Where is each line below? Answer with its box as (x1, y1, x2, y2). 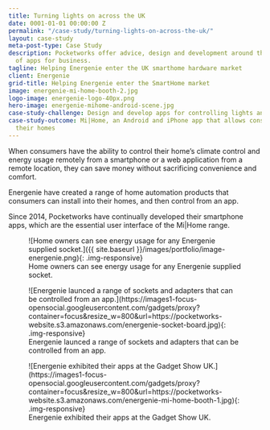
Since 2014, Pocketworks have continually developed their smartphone (8, 211, 243, 221)
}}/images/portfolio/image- (136, 244, 226, 254)
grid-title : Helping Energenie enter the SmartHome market (8, 79, 211, 87)
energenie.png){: (28, 253, 84, 263)
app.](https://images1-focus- (101, 294, 198, 304)
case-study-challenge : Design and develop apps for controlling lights (8, 110, 253, 118)
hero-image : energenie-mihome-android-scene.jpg (8, 101, 174, 110)
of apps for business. (15, 57, 92, 65)
